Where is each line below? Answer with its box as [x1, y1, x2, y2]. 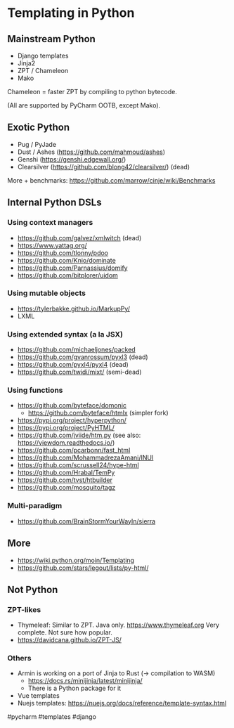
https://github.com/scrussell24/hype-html [17, 461, 139, 469]
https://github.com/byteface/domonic [17, 401, 127, 410]
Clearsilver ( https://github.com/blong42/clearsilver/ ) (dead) [17, 162, 190, 171]
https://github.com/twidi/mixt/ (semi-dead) [17, 368, 142, 377]
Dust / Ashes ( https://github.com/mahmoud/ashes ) [17, 148, 166, 156]
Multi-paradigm [7, 501, 63, 511]
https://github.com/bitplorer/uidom [17, 271, 118, 279]
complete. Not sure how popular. [17, 628, 112, 637]
